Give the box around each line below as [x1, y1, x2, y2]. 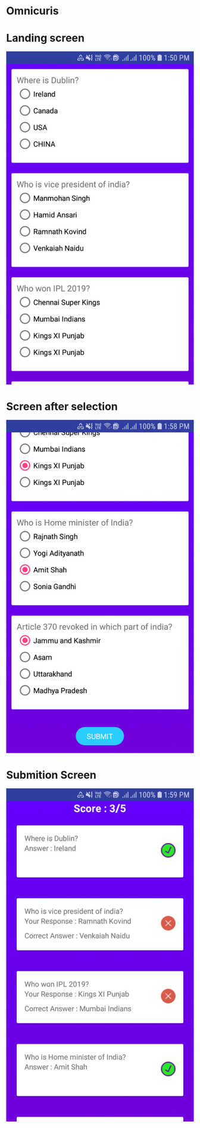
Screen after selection [6, 400, 118, 413]
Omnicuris [6, 4, 59, 18]
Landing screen [6, 32, 85, 45]
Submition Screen [6, 769, 96, 782]
